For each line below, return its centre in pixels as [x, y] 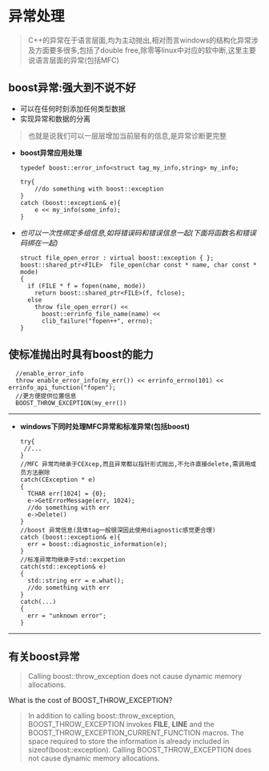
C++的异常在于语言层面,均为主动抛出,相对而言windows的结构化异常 [140, 40]
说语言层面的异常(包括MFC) [74, 60]
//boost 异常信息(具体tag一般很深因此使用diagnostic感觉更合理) [118, 530]
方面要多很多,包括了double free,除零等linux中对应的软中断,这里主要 [145, 50]
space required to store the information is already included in [128, 741]
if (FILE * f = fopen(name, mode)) [87, 286]
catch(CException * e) [58, 480]
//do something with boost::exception [99, 189]
